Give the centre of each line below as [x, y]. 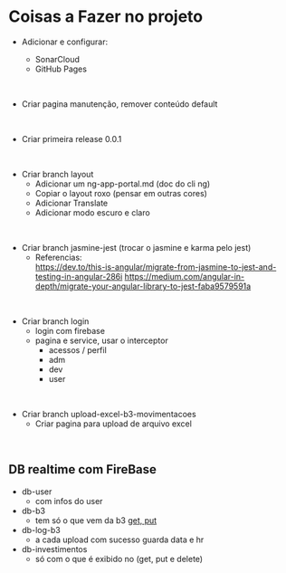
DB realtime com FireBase [83, 469]
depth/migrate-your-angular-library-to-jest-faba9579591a [143, 286]
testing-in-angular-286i [79, 276]
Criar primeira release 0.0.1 [71, 138]
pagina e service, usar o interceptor [101, 340]
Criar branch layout [57, 174]
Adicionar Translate [71, 203]
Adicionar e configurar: [65, 42]
